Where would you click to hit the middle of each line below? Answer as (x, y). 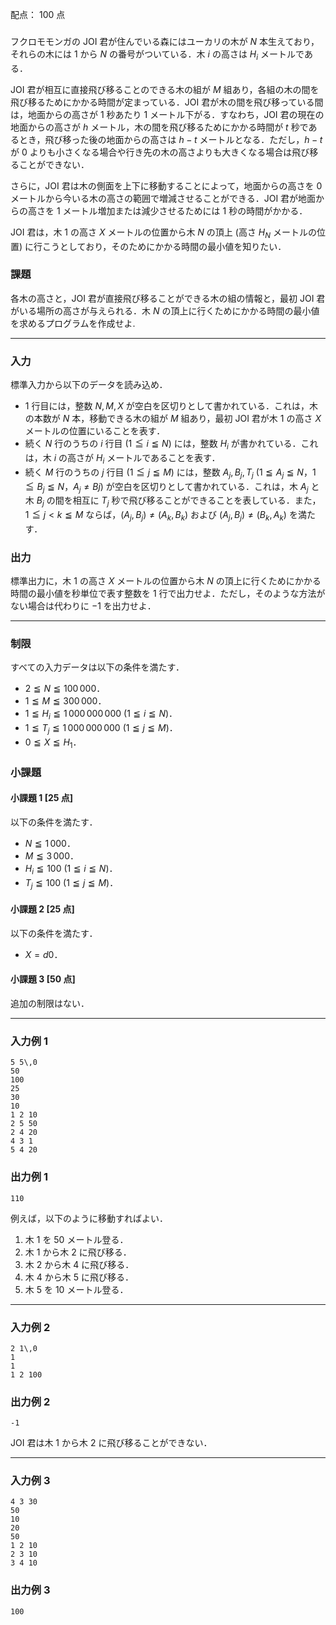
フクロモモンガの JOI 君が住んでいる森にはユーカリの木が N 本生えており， (165, 41)
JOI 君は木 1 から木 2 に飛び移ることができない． (111, 1443)
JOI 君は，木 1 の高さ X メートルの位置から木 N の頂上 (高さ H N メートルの (163, 233)
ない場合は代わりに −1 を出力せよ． (83, 606)
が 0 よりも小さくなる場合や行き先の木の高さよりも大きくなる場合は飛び (160, 152)
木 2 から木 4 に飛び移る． (79, 1264)
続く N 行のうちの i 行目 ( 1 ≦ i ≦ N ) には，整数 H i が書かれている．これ (171, 445)
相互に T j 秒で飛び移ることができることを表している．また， (197, 501)
